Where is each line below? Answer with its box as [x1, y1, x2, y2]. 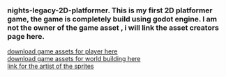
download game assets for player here [7, 47, 118, 55]
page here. [7, 31, 45, 41]
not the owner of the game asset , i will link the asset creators [7, 23, 220, 33]
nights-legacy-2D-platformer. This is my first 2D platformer [7, 6, 213, 15]
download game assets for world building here [7, 55, 141, 63]
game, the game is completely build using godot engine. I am [7, 14, 218, 24]
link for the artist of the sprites [7, 62, 94, 71]
